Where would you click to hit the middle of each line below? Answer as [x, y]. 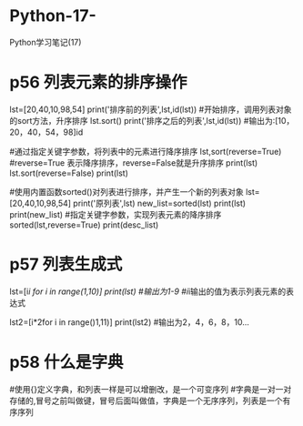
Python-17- [53, 16]
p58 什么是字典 [66, 362]
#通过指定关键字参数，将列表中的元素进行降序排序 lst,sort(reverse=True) [146, 151]
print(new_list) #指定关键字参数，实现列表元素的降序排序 [116, 214]
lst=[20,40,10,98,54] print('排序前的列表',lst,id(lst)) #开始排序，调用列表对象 [151, 109]
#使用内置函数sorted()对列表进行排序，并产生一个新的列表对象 [126, 191]
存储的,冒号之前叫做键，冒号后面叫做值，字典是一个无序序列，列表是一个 [146, 401]
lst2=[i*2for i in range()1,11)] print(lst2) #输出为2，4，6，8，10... [130, 322]
